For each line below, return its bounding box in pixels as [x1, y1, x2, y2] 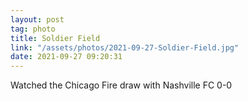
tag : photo [10, 24, 56, 34]
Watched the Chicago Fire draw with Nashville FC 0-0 [10, 79, 233, 91]
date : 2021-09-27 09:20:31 [10, 52, 123, 62]
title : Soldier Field [10, 33, 101, 43]
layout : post [10, 14, 65, 25]
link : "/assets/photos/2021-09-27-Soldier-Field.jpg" [10, 42, 240, 53]
